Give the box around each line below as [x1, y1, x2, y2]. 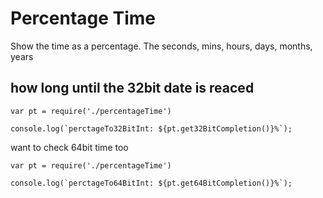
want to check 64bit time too [10, 141, 129, 153]
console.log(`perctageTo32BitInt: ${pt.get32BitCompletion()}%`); [10, 123, 293, 134]
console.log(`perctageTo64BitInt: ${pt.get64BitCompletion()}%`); [10, 178, 293, 188]
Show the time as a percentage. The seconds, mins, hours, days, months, [10, 40, 313, 52]
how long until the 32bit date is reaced [10, 80, 255, 97]
